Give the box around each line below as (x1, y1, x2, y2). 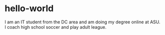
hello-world (4, 3, 54, 14)
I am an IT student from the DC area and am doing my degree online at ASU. (4, 19, 161, 25)
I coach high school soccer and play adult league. (4, 24, 107, 30)
